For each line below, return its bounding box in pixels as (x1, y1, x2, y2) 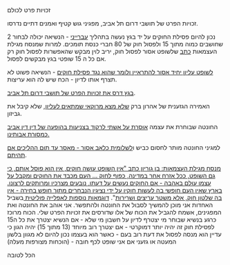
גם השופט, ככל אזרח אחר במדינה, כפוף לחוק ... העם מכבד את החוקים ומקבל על (7, 172, 215, 179)
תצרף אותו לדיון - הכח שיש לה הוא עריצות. (7, 75, 117, 84)
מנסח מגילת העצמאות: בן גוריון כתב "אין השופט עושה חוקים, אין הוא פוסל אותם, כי (7, 164, 221, 172)
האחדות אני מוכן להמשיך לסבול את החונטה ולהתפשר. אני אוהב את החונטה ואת (7, 201, 213, 209)
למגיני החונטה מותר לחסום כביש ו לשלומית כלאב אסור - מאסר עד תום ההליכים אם (7, 144, 221, 151)
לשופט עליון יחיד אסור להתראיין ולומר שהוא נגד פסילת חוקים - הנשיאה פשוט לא (7, 68, 213, 76)
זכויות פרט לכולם (7, 6, 50, 14)
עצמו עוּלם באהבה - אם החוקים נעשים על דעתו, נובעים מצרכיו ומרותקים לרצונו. (7, 179, 212, 187)
